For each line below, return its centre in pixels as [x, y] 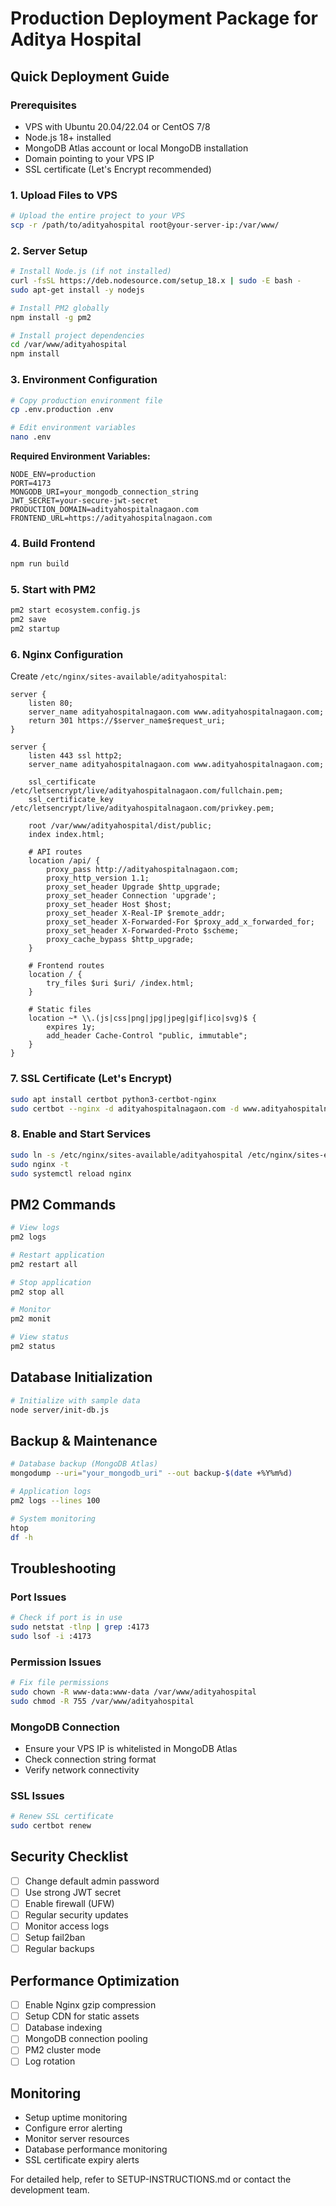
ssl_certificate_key [71, 800]
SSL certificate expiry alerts [82, 2160]
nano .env [31, 437]
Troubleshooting [63, 1568]
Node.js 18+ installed [68, 137]
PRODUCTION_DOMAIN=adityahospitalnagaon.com [104, 510]
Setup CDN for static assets [82, 2016]
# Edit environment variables [73, 428]
